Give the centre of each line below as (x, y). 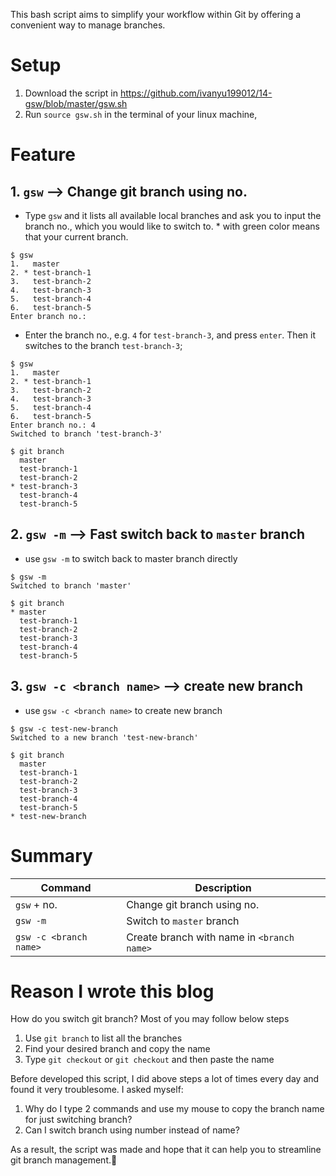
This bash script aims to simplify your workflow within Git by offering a (156, 14)
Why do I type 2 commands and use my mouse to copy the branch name (174, 1109)
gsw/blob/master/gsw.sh (76, 103)
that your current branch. (76, 236)
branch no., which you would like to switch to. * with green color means (172, 226)
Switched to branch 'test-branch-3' (86, 434)
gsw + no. (36, 904)
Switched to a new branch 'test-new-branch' (104, 737)
